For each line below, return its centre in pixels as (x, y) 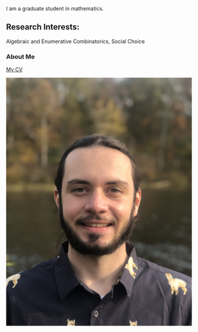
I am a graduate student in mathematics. (55, 9)
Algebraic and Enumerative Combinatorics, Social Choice (76, 41)
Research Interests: (43, 27)
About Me (21, 57)
